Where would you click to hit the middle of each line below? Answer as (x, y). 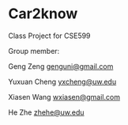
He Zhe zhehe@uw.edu (46, 112)
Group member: (34, 51)
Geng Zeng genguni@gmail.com (61, 66)
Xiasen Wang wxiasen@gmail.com (64, 97)
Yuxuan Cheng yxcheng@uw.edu (62, 81)
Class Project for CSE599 (49, 36)
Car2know (43, 14)
